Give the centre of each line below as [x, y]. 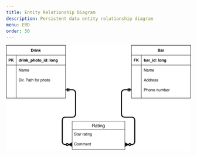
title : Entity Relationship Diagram [51, 12]
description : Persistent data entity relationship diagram [80, 18]
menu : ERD [18, 25]
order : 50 [18, 31]
